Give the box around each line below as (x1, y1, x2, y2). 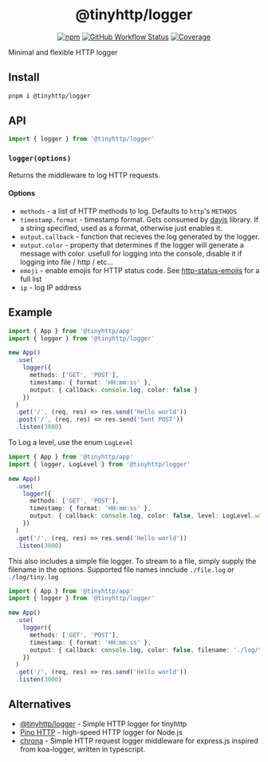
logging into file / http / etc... (19, 257, 114, 267)
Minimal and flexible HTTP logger (8, 47, 118, 57)
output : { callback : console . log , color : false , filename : (29, 645, 230, 654)
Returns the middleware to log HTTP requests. (8, 170, 161, 180)
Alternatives (8, 697, 72, 712)
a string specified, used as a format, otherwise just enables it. (19, 223, 223, 232)
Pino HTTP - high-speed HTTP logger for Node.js (19, 727, 183, 736)
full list (19, 274, 42, 284)
